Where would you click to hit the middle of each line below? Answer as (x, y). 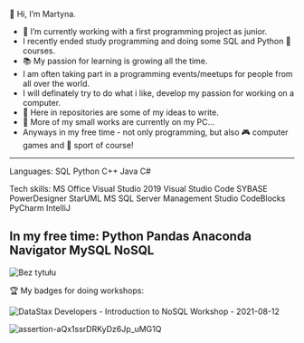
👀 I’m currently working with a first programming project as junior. (145, 31)
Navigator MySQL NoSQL (82, 250)
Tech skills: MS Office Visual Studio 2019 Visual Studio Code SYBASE (139, 189)
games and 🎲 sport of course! (78, 145)
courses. (39, 51)
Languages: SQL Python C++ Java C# (80, 171)
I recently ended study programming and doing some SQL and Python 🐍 (157, 41)
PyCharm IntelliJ (40, 208)
